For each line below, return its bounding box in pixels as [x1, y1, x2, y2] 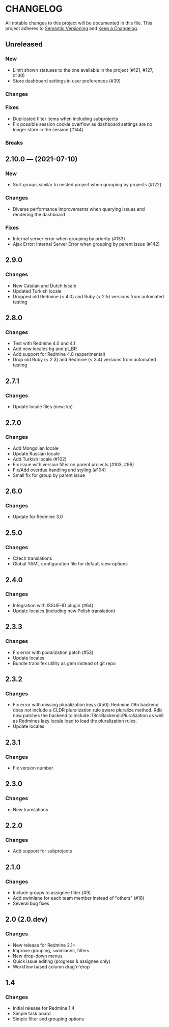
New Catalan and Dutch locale [12, 282, 76, 289]
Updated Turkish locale [12, 288, 62, 294]
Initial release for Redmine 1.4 [12, 1005, 75, 1011]
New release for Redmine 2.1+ [12, 942, 76, 948]
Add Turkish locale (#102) [12, 456, 67, 462]
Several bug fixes [12, 900, 49, 906]
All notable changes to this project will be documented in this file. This [5, 20, 153, 26]
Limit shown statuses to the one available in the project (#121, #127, [12, 67, 154, 73]
